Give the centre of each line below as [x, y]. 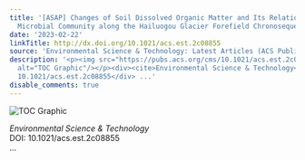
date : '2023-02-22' [46, 34]
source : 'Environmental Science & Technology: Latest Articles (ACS [142, 52]
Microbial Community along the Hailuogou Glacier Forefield [133, 26]
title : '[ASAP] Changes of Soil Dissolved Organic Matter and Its [138, 18]
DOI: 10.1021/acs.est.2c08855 [65, 137]
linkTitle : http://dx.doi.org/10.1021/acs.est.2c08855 [115, 43]
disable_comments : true [54, 85]
